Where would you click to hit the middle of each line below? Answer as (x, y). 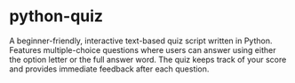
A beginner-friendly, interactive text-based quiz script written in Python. (141, 41)
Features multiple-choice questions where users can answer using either (143, 49)
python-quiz (56, 16)
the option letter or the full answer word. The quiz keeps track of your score (148, 59)
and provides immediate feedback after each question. (109, 69)
